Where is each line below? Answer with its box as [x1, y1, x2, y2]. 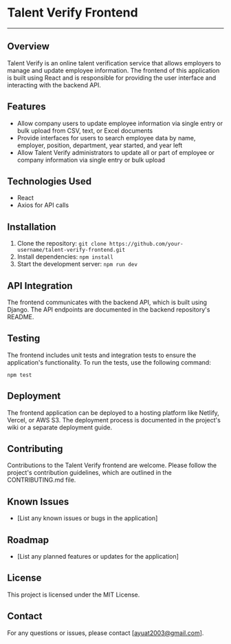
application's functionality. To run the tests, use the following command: [7, 358, 211, 366]
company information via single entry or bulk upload [16, 155, 166, 164]
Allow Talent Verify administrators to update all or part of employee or [16, 148, 215, 156]
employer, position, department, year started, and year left [16, 141, 183, 149]
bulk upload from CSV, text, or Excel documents [16, 126, 153, 135]
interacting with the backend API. [7, 80, 102, 89]
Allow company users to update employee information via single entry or [16, 119, 223, 127]
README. [7, 313, 34, 321]
